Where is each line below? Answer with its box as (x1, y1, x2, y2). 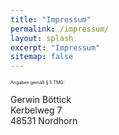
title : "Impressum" (10, 14, 92, 25)
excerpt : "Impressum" (10, 42, 101, 53)
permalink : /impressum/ (10, 24, 110, 34)
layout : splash (10, 33, 74, 43)
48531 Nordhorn (10, 115, 78, 127)
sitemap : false (10, 52, 74, 62)
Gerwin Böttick (10, 94, 72, 106)
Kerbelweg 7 (10, 104, 63, 116)
